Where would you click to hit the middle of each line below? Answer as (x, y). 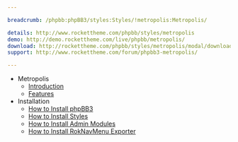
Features (41, 94)
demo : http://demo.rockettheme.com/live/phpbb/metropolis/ (96, 40)
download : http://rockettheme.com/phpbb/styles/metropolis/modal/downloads (121, 46)
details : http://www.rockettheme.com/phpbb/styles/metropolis (101, 32)
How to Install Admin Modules (72, 124)
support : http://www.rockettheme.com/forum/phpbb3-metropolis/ (103, 53)
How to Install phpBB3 (61, 109)
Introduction (46, 86)
